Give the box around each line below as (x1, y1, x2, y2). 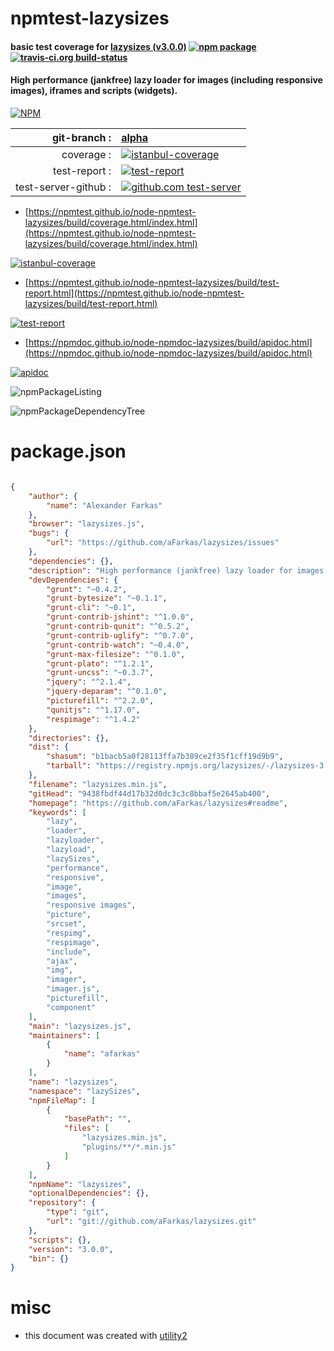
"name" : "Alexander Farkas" (46, 500, 163, 511)
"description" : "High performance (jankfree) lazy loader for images (28, 565, 325, 576)
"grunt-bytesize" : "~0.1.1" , (46, 593, 168, 604)
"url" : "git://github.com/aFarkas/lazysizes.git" (46, 1217, 257, 1227)
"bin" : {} (28, 1253, 70, 1264)
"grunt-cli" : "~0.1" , (46, 603, 137, 613)
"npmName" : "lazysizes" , (28, 1179, 132, 1189)
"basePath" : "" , (63, 1114, 132, 1124)
